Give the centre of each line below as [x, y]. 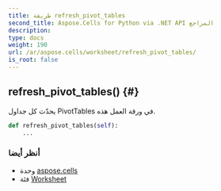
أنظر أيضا [24, 153]
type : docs [26, 38]
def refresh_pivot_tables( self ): [63, 125]
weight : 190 [28, 45]
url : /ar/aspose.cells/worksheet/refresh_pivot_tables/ [102, 52]
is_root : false [33, 60]
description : [30, 30]
